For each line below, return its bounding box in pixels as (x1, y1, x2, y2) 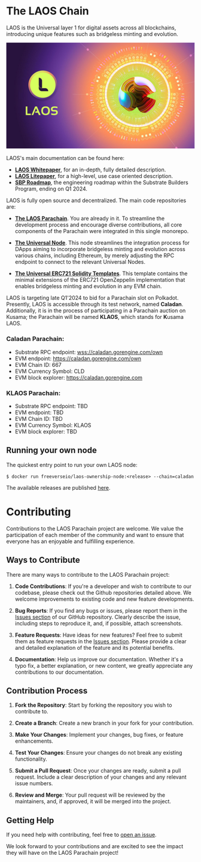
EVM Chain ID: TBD (14, 415, 63, 423)
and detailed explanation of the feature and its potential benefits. (14, 644, 175, 651)
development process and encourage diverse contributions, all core (14, 221, 182, 228)
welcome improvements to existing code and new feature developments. (14, 595, 194, 602)
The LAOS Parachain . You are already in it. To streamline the (14, 215, 165, 222)
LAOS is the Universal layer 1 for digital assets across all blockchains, (6, 24, 176, 31)
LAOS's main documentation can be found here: (6, 155, 124, 162)
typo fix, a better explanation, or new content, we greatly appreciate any (14, 662, 193, 669)
